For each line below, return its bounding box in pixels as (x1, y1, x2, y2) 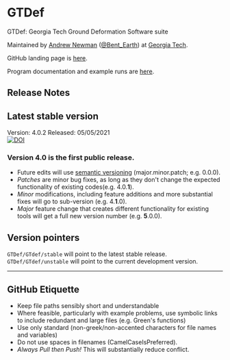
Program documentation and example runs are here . (7, 67, 155, 75)
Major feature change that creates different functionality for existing (16, 205, 209, 213)
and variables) (16, 331, 58, 339)
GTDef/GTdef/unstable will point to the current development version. (7, 257, 199, 266)
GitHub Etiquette (7, 283, 80, 295)
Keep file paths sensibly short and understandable (16, 302, 159, 310)
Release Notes (7, 87, 71, 99)
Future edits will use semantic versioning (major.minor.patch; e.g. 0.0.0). (16, 168, 221, 177)
